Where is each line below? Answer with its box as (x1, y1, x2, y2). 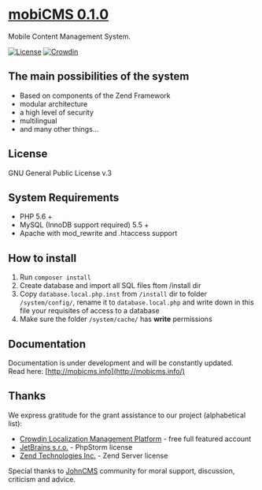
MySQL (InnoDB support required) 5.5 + (19, 220, 149, 230)
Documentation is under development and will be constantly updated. (8, 358, 234, 368)
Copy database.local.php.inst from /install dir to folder (19, 290, 207, 299)
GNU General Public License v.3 (8, 168, 113, 178)
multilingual (19, 116, 57, 125)
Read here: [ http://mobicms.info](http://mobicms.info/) (8, 367, 185, 376)
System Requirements (8, 191, 120, 204)
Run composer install (19, 272, 91, 282)
